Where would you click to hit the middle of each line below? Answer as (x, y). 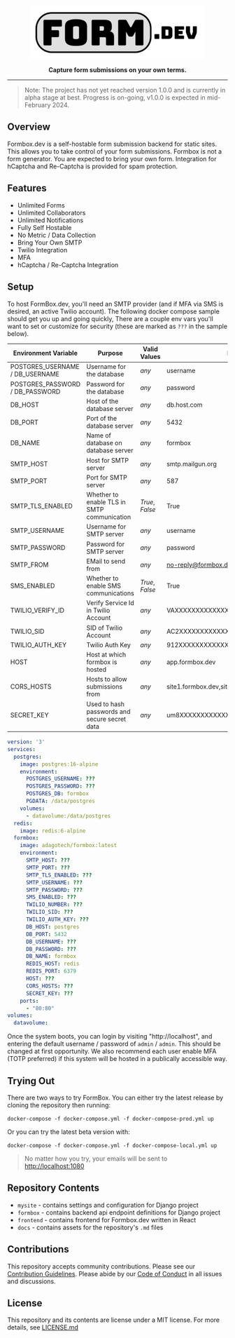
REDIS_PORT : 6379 (51, 971)
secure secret (106, 719)
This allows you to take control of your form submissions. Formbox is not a (115, 151)
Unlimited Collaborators (51, 212)
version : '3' (26, 742)
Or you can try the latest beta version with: (69, 1132)
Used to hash (105, 704)
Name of (99, 435)
